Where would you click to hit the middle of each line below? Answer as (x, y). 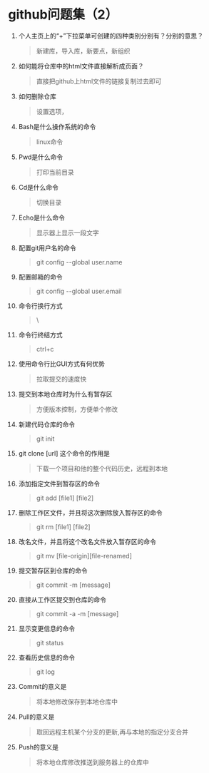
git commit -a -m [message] (77, 613)
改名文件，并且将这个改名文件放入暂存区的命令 (87, 541)
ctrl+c (45, 349)
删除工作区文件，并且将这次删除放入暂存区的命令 (90, 512)
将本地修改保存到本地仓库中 (77, 701)
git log (46, 672)
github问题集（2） (63, 15)
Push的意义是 (39, 747)
